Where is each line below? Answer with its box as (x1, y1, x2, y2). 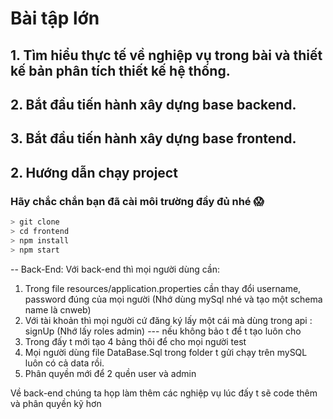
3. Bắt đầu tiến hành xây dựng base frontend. (10, 130, 297, 147)
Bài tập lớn (10, 7, 100, 30)
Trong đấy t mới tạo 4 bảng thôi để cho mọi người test (24, 335, 247, 347)
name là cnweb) (24, 303, 92, 316)
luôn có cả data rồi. (24, 357, 105, 369)
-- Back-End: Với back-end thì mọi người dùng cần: (10, 263, 221, 275)
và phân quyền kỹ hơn (10, 397, 102, 409)
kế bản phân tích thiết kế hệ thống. (10, 62, 231, 79)
